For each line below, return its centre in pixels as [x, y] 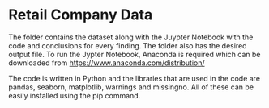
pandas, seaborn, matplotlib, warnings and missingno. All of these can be [131, 87]
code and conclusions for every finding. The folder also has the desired [128, 45]
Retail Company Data [81, 15]
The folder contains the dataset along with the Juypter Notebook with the [131, 37]
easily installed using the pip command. [75, 95]
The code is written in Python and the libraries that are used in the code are [134, 78]
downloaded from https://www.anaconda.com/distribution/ [107, 63]
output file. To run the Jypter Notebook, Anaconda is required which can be [134, 54]
